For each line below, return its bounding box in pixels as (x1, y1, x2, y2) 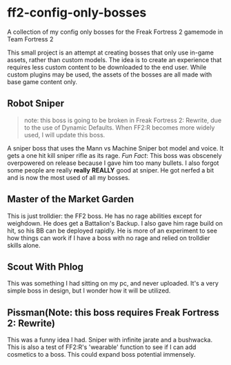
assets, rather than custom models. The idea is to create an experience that (7, 55, 222, 63)
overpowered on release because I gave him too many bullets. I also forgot (7, 159, 219, 167)
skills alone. (7, 241, 41, 249)
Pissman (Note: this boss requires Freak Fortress (7, 306, 219, 318)
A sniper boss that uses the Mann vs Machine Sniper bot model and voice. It (7, 144, 224, 152)
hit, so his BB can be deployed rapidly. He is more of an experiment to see (7, 226, 217, 235)
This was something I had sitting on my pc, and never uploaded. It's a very (7, 279, 219, 288)
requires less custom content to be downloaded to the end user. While (7, 63, 207, 71)
